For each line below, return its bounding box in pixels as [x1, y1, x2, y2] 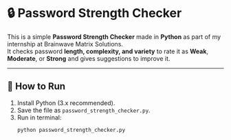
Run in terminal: [16, 113, 62, 122]
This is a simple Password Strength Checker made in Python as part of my [7, 32, 221, 41]
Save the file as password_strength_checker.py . [16, 106, 151, 114]
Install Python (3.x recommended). [16, 98, 115, 107]
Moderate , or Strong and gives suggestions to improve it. [7, 54, 170, 62]
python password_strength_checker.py [16, 126, 126, 133]
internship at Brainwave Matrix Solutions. [7, 40, 124, 48]
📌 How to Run [7, 81, 66, 92]
